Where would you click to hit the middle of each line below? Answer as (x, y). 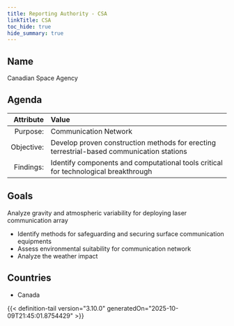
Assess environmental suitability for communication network (104, 249)
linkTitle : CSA (29, 20)
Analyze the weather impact (57, 256)
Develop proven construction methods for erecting (133, 142)
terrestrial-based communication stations (119, 151)
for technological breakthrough (101, 171)
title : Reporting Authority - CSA (57, 14)
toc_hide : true (29, 26)
